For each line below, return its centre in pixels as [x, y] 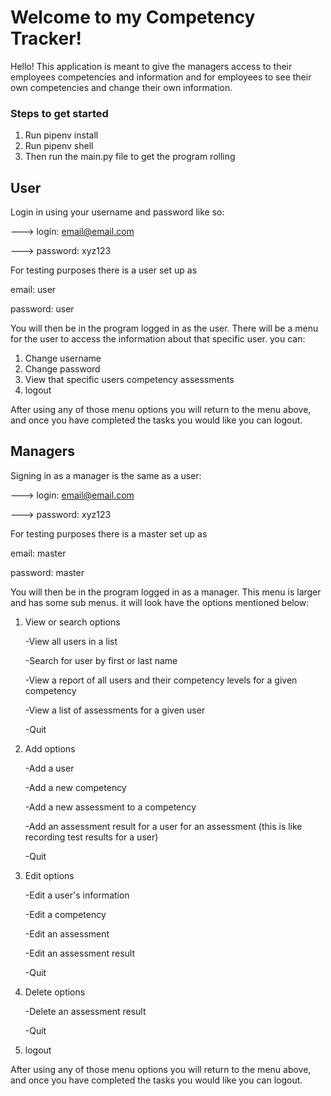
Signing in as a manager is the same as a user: [106, 475]
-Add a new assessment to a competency [110, 807]
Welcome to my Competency [133, 17]
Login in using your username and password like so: [117, 212]
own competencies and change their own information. [121, 87]
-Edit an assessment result [80, 953]
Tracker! [46, 38]
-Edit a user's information [77, 895]
